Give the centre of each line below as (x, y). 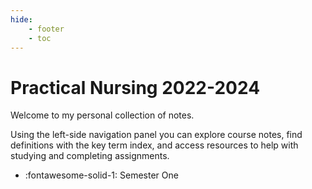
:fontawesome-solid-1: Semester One (101, 175)
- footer (46, 29)
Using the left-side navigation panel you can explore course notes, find (156, 135)
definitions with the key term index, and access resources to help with (154, 145)
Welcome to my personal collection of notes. (102, 115)
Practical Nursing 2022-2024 (135, 87)
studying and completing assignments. (90, 156)
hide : (21, 19)
